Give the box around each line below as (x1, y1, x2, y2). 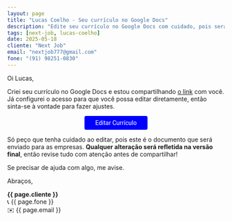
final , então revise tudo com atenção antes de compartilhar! (7, 150, 178, 158)
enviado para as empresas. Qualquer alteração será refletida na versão (7, 142, 213, 151)
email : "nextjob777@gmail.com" (7, 49, 97, 56)
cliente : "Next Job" (7, 42, 67, 49)
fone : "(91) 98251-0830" (7, 55, 79, 62)
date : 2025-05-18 (7, 36, 57, 43)
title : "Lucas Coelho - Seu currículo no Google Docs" (7, 17, 168, 23)
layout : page (7, 10, 45, 17)
